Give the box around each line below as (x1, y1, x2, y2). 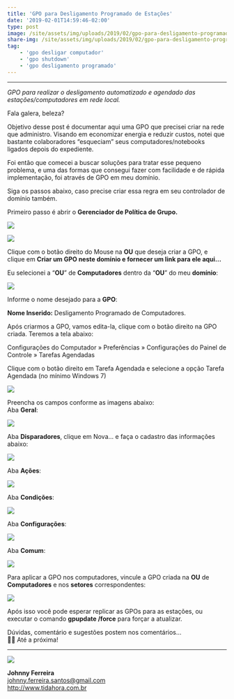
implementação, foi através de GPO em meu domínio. (7, 173, 160, 182)
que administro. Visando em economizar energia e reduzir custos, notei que (7, 130, 225, 138)
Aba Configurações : (7, 519, 67, 528)
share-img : (7, 36, 39, 43)
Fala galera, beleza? (7, 109, 65, 117)
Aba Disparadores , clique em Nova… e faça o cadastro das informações (7, 432, 216, 440)
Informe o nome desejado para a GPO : (7, 295, 118, 303)
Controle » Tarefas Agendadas (7, 350, 95, 359)
